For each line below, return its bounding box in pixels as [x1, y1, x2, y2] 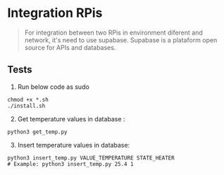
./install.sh [7, 102, 46, 109]
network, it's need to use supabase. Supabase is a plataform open [24, 35, 218, 44]
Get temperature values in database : [17, 114, 125, 123]
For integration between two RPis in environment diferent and [24, 28, 203, 37]
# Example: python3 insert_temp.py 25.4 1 [7, 160, 134, 167]
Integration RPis [7, 5, 103, 21]
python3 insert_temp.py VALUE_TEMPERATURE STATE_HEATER [7, 154, 175, 162]
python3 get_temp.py [7, 128, 68, 135]
